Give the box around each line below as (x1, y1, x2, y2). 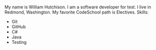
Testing (11, 39, 27, 45)
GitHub (11, 24, 26, 30)
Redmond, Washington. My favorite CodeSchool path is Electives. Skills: (4, 9, 149, 15)
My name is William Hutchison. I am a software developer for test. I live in (4, 4, 151, 10)
